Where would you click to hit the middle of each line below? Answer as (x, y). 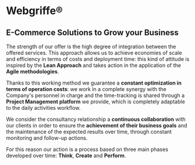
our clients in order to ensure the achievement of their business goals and (97, 125)
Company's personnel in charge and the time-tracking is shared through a (95, 95)
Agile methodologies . (33, 71)
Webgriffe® (35, 11)
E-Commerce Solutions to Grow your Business (92, 33)
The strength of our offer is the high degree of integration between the (91, 46)
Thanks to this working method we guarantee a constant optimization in (94, 83)
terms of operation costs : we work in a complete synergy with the (86, 89)
